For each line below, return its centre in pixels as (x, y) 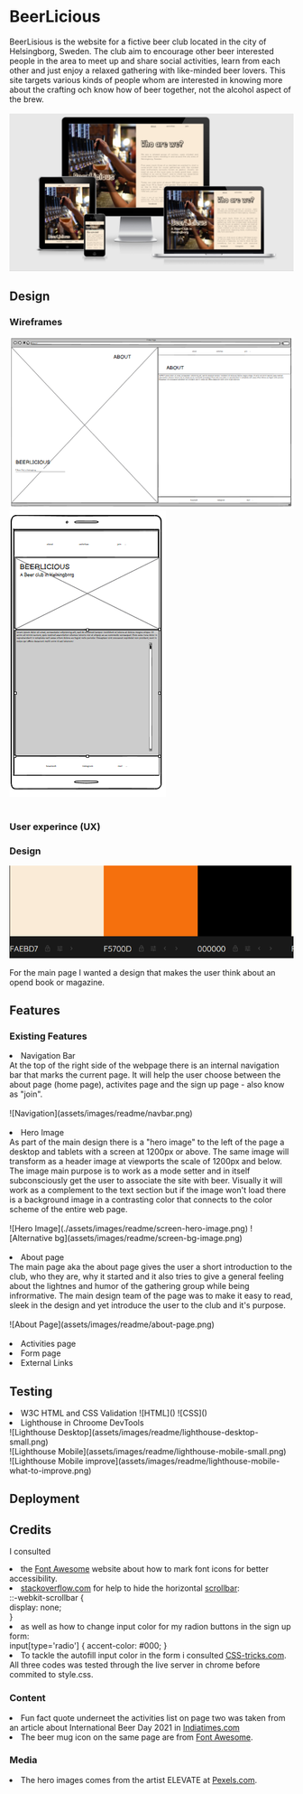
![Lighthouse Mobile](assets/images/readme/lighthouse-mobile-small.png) (148, 1451)
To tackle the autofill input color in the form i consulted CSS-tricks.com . (154, 1656)
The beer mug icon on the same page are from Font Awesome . (138, 1737)
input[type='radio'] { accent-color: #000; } (88, 1646)
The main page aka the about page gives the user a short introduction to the (151, 1267)
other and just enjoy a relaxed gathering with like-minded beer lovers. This (147, 70)
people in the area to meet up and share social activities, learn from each (145, 61)
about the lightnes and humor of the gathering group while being (129, 1286)
